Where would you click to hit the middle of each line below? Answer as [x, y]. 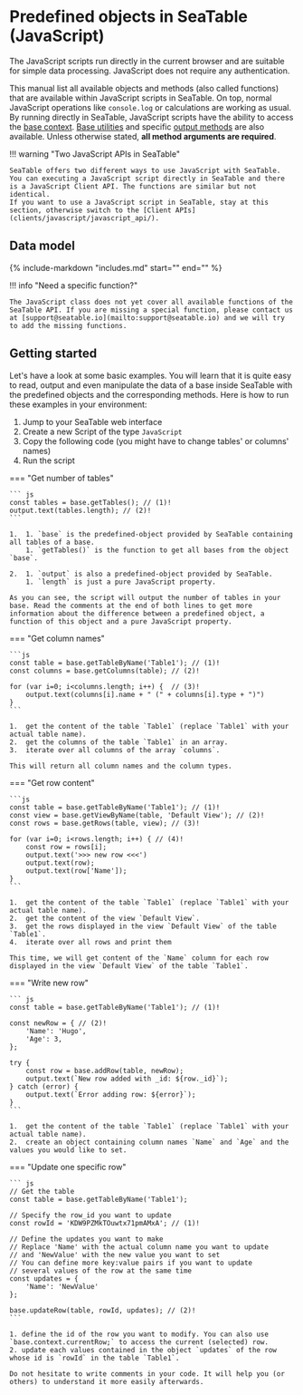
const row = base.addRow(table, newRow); [104, 1070]
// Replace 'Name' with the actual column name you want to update [139, 1247]
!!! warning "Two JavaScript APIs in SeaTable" [95, 154]
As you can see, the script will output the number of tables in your [145, 597]
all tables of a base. [52, 542]
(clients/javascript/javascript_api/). [85, 218]
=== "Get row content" [52, 782]
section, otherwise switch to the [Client [90, 210]
